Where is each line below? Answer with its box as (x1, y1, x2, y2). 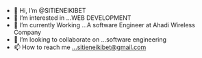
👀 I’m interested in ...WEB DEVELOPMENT (13, 14, 131, 22)
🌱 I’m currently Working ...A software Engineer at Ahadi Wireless (13, 21, 195, 29)
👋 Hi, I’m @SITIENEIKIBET (13, 7, 86, 14)
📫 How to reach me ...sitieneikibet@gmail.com (13, 43, 147, 51)
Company (13, 28, 42, 36)
